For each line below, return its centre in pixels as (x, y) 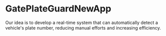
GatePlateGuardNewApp (58, 9)
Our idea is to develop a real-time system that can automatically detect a (82, 22)
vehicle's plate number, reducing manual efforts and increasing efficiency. (83, 27)
